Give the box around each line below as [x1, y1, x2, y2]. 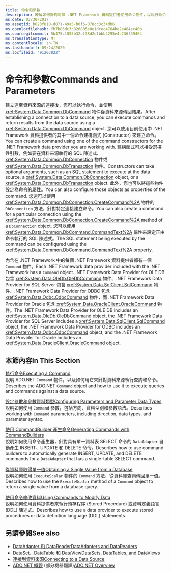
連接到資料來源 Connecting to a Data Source [12, 556, 105, 562]
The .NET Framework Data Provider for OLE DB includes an [14, 307, 138, 313]
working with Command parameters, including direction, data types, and [5, 411, 152, 417]
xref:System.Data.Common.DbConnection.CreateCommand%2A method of [5, 217, 163, 223]
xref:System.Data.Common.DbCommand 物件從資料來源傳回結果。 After [5, 108, 156, 115]
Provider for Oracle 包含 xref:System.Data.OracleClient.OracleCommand [5, 301, 157, 307]
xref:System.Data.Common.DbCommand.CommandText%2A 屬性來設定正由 [5, 229, 165, 235]
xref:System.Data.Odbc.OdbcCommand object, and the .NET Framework [5, 329, 157, 335]
